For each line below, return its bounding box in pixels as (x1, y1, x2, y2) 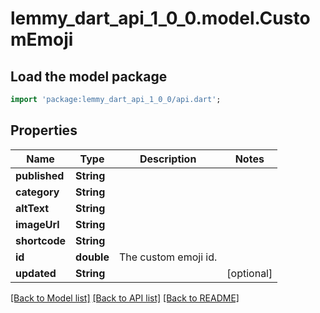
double (75, 250, 110, 264)
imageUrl (15, 217, 60, 231)
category (15, 185, 60, 199)
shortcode (15, 233, 67, 247)
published (15, 168, 65, 182)
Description (139, 152, 197, 166)
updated (15, 266, 57, 280)
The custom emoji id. (118, 250, 218, 264)
